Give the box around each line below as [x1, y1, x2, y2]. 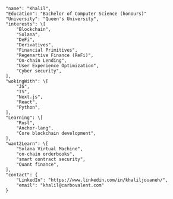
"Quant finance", [16, 162, 59, 168]
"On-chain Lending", [16, 58, 67, 64]
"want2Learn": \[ [5, 141, 49, 147]
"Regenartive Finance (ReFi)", [16, 52, 94, 58]
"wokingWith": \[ [5, 78, 49, 84]
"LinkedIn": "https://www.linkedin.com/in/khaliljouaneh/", [16, 177, 168, 183]
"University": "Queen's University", [5, 16, 99, 22]
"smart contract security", [16, 156, 86, 162]
